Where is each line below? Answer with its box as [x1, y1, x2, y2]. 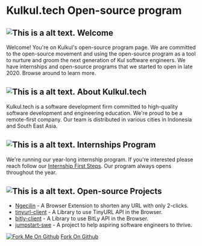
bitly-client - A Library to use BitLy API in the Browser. [14, 215, 149, 222]
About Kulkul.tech [77, 87, 147, 97]
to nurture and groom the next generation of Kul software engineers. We [6, 57, 186, 63]
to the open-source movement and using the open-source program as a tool [6, 50, 196, 57]
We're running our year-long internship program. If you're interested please [6, 155, 194, 163]
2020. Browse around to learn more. [6, 70, 96, 76]
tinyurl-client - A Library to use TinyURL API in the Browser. [14, 209, 163, 216]
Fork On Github [60, 233, 99, 241]
